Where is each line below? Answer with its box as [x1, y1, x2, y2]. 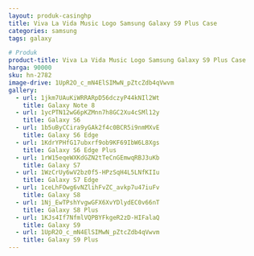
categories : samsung [8, 27, 78, 35]
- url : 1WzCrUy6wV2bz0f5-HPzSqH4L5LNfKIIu [15, 168, 160, 177]
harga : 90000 [8, 64, 52, 72]
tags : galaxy [8, 34, 52, 43]
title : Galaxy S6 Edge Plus [23, 146, 117, 154]
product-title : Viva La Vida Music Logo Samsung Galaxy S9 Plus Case [8, 56, 247, 64]
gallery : [8, 86, 38, 94]
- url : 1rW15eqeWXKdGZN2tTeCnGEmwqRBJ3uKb [15, 154, 160, 162]
